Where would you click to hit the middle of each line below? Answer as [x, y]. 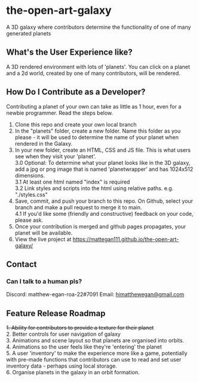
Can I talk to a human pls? [44, 281]
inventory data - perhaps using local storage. [62, 366]
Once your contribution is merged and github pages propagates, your [100, 226]
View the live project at [43, 239]
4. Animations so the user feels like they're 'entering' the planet [84, 347]
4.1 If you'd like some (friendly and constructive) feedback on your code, [104, 213]
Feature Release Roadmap [56, 313]
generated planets [29, 33]
